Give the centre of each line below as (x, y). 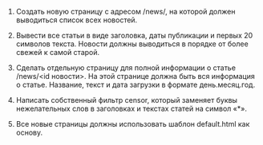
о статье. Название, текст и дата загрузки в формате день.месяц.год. (136, 84)
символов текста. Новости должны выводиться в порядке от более (132, 44)
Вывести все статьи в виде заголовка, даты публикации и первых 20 (134, 35)
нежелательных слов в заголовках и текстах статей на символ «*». (131, 108)
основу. (29, 132)
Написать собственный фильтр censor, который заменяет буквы (127, 100)
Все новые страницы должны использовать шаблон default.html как (133, 124)
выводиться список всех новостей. (77, 20)
